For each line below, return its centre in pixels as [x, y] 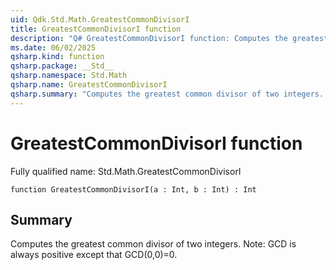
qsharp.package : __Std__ [62, 66]
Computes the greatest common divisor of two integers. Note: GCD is [153, 244]
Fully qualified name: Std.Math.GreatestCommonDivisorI [126, 171]
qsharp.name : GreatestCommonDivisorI [89, 85]
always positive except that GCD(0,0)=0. [94, 255]
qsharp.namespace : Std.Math [69, 76]
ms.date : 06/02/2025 [53, 47]
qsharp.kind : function [57, 57]
